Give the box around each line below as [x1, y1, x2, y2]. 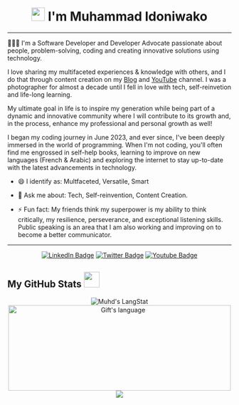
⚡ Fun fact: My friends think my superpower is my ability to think [17, 205, 207, 214]
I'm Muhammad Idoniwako [47, 9, 208, 25]
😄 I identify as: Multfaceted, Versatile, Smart [17, 177, 149, 185]
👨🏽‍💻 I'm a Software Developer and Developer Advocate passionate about [7, 38, 223, 47]
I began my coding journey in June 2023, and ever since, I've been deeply [7, 132, 225, 142]
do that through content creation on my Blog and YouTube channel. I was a [7, 75, 226, 83]
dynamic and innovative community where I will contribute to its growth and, [7, 111, 231, 120]
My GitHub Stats [7, 278, 82, 290]
